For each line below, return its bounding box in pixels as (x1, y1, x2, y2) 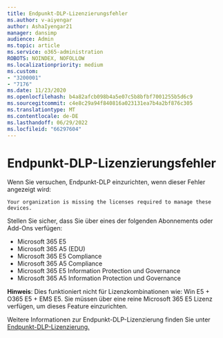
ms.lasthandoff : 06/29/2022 (7, 119, 88, 126)
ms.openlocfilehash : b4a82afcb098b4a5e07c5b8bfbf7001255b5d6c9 (7, 94, 193, 101)
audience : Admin (7, 36, 54, 43)
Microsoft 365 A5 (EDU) (17, 245, 86, 253)
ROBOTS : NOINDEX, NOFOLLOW (7, 55, 85, 62)
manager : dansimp (7, 29, 57, 37)
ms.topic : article (7, 42, 60, 49)
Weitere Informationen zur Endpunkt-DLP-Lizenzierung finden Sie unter (7, 315, 211, 324)
